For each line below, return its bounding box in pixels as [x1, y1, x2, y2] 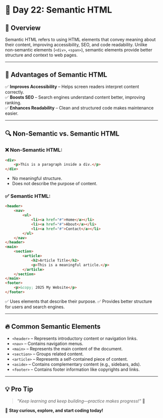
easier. [5, 110, 18, 116]
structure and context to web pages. [5, 52, 78, 58]
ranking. [5, 100, 22, 105]
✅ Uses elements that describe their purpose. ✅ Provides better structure [5, 298, 152, 304]
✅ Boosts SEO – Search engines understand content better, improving [5, 94, 146, 100]
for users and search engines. [5, 304, 65, 310]
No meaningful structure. [12, 175, 63, 181]
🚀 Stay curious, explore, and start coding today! [5, 407, 103, 413]
